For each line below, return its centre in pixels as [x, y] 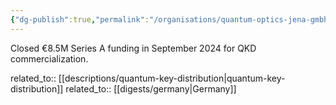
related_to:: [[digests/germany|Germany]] [151, 88]
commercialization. [49, 58]
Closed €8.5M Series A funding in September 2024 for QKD [133, 48]
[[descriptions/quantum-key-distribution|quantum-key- [172, 78]
